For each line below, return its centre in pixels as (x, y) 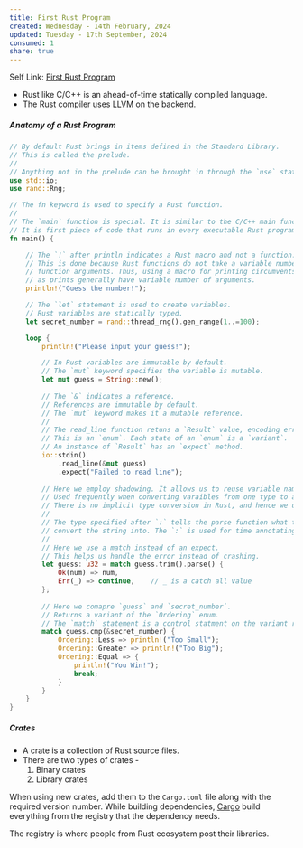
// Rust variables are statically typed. (104, 313)
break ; (86, 674)
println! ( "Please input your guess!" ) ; (117, 346)
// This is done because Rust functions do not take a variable (149, 263)
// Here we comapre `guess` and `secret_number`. (137, 607)
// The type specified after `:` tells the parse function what (165, 523)
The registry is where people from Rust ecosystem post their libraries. (139, 834)
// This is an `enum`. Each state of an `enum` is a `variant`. (165, 438)
